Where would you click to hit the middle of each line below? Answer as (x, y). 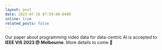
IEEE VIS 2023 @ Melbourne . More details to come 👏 (59, 43)
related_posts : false (27, 23)
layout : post (18, 10)
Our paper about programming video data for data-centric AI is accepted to (81, 37)
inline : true (18, 19)
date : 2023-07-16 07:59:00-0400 (38, 14)
